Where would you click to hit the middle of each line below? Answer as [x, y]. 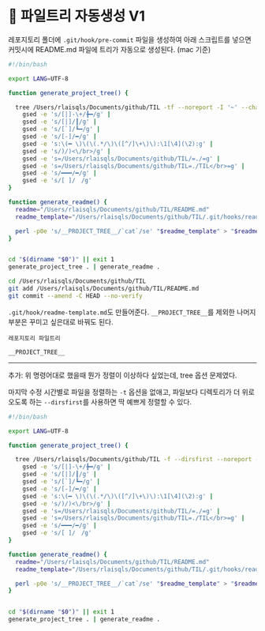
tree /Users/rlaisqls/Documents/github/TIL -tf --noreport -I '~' [127, 107]
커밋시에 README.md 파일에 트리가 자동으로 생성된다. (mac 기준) [110, 49]
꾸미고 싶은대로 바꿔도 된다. [71, 321]
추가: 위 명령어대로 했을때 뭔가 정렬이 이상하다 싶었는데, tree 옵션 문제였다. [123, 375]
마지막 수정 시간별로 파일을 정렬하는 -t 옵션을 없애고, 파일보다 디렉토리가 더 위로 [131, 392]
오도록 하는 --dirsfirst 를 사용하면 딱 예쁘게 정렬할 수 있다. [100, 402]
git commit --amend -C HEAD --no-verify [76, 296]
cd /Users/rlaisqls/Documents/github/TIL [77, 281]
